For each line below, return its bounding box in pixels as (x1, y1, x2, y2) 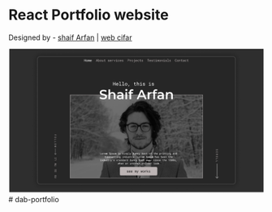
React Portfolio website (8, 6, 169, 24)
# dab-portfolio (8, 194, 59, 204)
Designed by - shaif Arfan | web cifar (8, 32, 132, 42)
